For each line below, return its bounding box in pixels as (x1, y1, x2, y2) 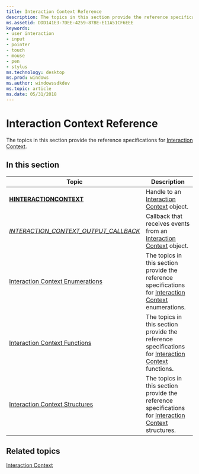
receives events (146, 219, 190, 228)
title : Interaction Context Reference (6, 8, 102, 15)
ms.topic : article (6, 86, 52, 92)
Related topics (6, 446, 60, 456)
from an (146, 226, 168, 235)
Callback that (146, 212, 182, 220)
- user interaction (6, 31, 54, 37)
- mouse (6, 53, 25, 59)
